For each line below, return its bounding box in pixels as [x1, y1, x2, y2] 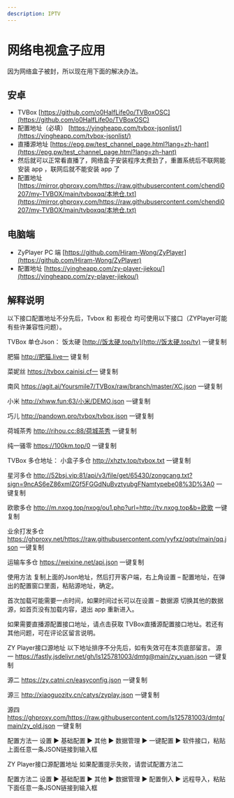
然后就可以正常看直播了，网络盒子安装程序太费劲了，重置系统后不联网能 [17, 156, 226, 165]
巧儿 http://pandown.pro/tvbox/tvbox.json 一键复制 [7, 412, 154, 420]
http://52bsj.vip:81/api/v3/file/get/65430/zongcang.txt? [33, 471, 193, 479]
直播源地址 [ [17, 140, 52, 149]
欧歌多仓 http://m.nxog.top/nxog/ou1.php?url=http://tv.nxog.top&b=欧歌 [7, 503, 214, 512]
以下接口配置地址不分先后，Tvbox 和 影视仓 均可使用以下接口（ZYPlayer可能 [7, 314, 228, 322]
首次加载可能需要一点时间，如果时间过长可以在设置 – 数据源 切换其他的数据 [7, 596, 224, 605]
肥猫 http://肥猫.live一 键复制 [7, 353, 89, 360]
